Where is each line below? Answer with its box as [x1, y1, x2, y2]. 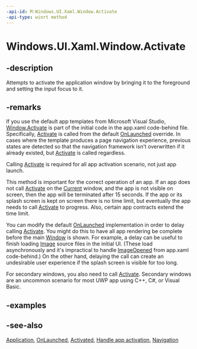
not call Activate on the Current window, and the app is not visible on [6, 185, 173, 192]
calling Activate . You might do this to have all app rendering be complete [6, 228, 183, 235]
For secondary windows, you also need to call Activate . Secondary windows [6, 270, 192, 278]
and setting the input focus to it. [6, 85, 84, 92]
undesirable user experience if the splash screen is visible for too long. [6, 259, 179, 266]
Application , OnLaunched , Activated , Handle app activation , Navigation [6, 336, 179, 343]
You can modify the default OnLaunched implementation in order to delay [6, 221, 185, 228]
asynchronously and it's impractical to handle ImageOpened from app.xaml [6, 247, 189, 254]
